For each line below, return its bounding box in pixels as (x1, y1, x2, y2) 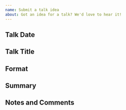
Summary (5, 81, 36, 90)
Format (5, 64, 28, 73)
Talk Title (5, 47, 35, 56)
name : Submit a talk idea (5, 7, 59, 12)
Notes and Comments (5, 98, 74, 107)
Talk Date (5, 30, 35, 39)
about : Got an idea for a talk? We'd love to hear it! (5, 12, 122, 17)
